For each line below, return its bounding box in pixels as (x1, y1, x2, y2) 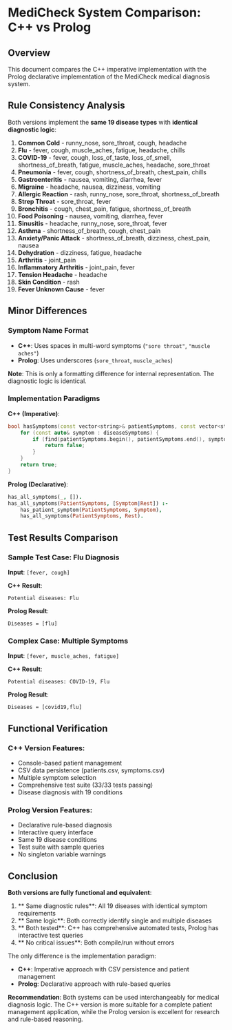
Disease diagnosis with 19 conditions (17, 787, 123, 796)
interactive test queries (17, 931, 83, 940)
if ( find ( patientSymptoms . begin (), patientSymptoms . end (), (32, 435, 206, 442)
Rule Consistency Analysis (8, 100, 126, 112)
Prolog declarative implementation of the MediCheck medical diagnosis (8, 72, 211, 81)
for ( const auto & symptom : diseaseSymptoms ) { (20, 429, 159, 436)
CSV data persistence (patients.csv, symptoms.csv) (17, 766, 165, 774)
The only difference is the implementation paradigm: (8, 952, 157, 960)
